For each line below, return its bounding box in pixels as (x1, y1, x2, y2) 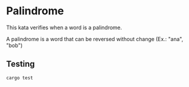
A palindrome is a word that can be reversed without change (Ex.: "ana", (6, 35, 184, 42)
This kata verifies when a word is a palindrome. (6, 24, 122, 31)
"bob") (6, 42, 23, 49)
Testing (6, 59, 35, 69)
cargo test (6, 74, 33, 81)
